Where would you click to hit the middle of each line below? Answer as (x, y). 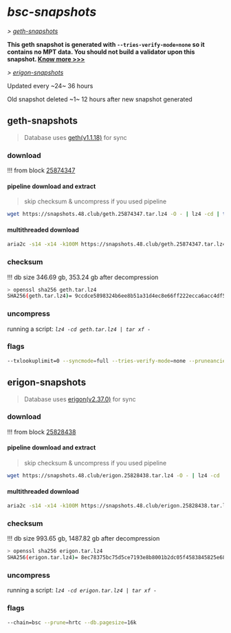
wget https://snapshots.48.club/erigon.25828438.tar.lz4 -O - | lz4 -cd (113, 476)
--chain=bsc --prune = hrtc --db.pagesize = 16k (72, 622)
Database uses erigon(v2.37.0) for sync (80, 399)
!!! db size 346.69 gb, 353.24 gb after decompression (83, 277)
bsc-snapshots (52, 12)
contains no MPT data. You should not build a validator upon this (101, 52)
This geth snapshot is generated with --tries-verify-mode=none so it (106, 44)
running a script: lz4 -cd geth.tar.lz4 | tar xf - (79, 329)
